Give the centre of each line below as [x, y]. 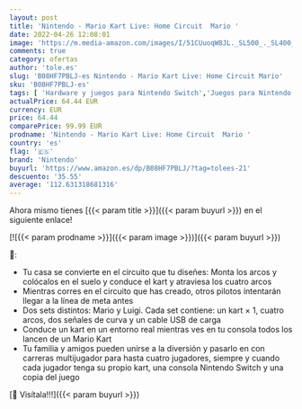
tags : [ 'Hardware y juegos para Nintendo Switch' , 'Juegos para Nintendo [151, 93]
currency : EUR [36, 110]
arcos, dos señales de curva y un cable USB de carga [122, 320]
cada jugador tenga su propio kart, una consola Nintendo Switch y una [153, 368]
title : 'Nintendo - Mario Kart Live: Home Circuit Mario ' [124, 26]
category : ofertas [44, 59]
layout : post [34, 18]
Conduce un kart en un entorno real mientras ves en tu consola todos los [157, 330]
